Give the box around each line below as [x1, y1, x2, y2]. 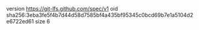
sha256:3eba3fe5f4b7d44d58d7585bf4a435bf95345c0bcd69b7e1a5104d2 [6, 11, 194, 19]
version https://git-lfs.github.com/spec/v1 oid [6, 5, 118, 12]
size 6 [35, 18, 50, 25]
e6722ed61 [6, 18, 34, 25]
